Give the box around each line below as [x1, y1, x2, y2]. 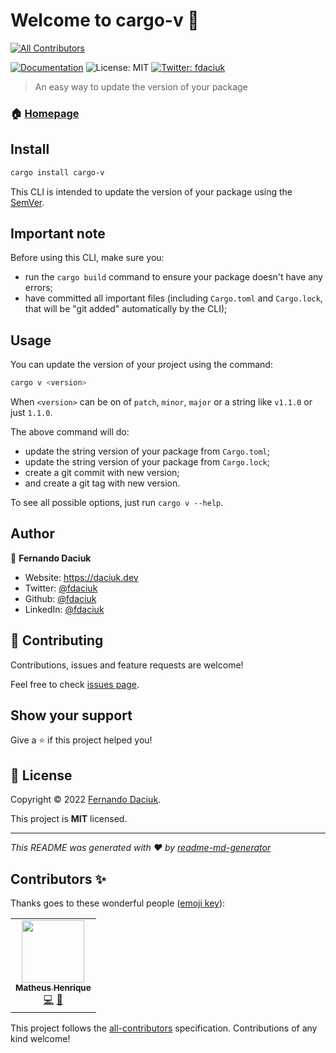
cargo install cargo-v [10, 167, 105, 178]
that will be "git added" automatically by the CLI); [24, 303, 228, 315]
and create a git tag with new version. [24, 477, 181, 489]
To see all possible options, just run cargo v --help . [10, 497, 224, 509]
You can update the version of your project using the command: [10, 359, 273, 371]
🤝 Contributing [10, 632, 104, 649]
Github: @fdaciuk [24, 592, 97, 604]
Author [10, 525, 55, 543]
